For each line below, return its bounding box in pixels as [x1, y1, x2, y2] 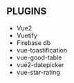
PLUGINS [6, 6, 47, 17]
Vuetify [16, 31, 37, 39]
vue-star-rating [16, 68, 60, 76]
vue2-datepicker [16, 60, 64, 68]
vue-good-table [16, 53, 62, 62]
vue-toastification [16, 46, 67, 54]
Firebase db [16, 38, 51, 47]
